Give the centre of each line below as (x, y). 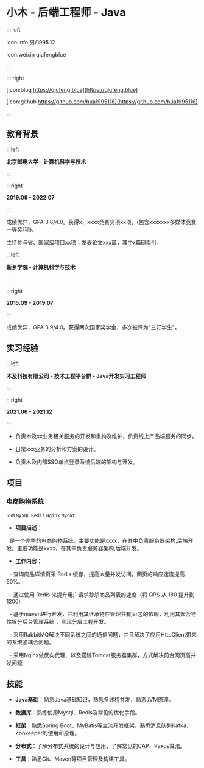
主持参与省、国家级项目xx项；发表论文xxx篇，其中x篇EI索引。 (84, 242)
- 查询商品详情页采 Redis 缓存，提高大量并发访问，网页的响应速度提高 (97, 574)
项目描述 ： (29, 528)
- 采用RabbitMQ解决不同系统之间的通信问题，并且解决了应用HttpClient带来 (103, 635)
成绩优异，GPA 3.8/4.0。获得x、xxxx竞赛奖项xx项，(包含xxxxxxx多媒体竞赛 (101, 222)
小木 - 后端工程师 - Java (66, 12)
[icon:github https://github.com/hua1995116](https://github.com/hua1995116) (102, 102)
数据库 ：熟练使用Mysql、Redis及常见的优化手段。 (78, 713)
